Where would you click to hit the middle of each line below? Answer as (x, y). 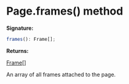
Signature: (20, 28)
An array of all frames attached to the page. (61, 74)
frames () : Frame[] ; (31, 39)
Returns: (18, 51)
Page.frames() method (65, 11)
